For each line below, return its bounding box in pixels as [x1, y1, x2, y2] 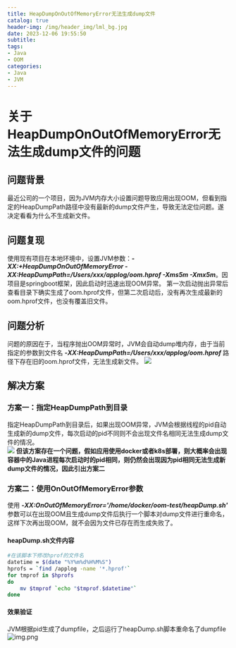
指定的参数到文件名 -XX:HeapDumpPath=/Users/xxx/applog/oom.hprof [7, 348, 222, 357]
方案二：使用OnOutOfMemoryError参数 [7, 484, 143, 494]
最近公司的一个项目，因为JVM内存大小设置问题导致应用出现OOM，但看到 [7, 194, 221, 202]
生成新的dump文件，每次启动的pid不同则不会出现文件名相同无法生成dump [7, 429, 223, 437]
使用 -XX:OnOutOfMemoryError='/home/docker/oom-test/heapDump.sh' [7, 501, 228, 509]
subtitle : [7, 37, 37, 44]
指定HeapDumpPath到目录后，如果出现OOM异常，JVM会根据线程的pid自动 [7, 420, 227, 429]
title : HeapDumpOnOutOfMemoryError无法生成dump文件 [7, 10, 156, 18]
